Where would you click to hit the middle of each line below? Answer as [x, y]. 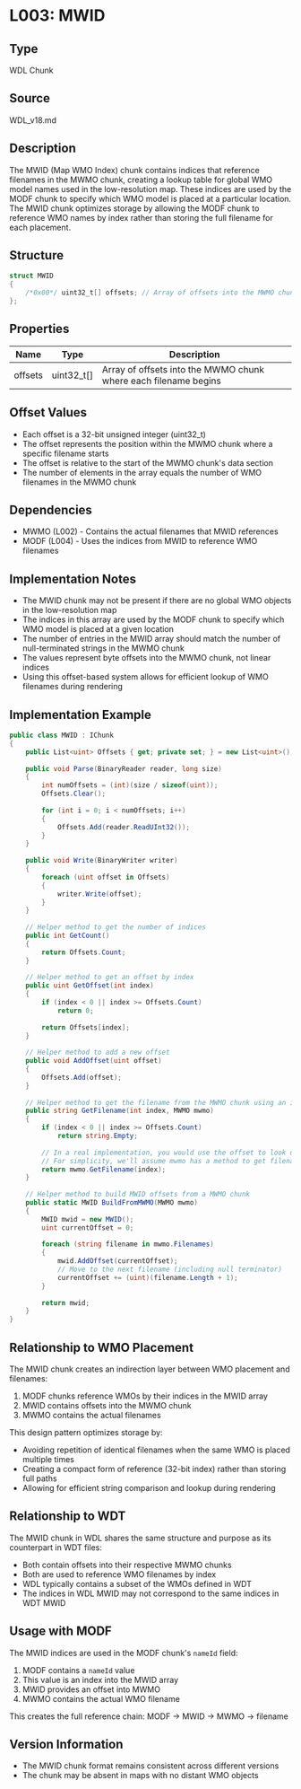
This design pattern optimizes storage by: [86, 1432]
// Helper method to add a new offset [98, 1052]
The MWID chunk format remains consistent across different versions [150, 1766]
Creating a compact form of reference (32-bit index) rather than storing [154, 1469]
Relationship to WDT [68, 1517]
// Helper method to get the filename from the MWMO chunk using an [156, 1102]
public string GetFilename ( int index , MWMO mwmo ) [120, 1111]
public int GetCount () [68, 935]
